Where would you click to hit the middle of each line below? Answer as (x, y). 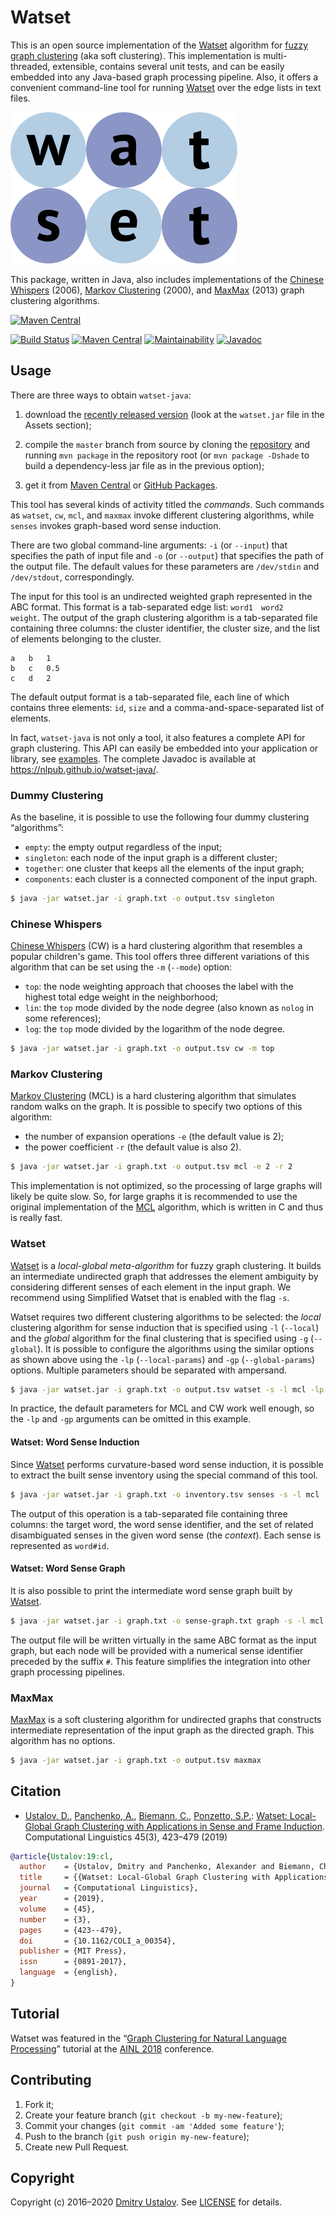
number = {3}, (55, 1919)
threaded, (30, 66)
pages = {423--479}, (71, 1930)
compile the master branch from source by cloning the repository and (167, 444)
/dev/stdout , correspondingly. (72, 577)
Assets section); (58, 425)
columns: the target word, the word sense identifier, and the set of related (162, 1524)
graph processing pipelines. (67, 1672)
